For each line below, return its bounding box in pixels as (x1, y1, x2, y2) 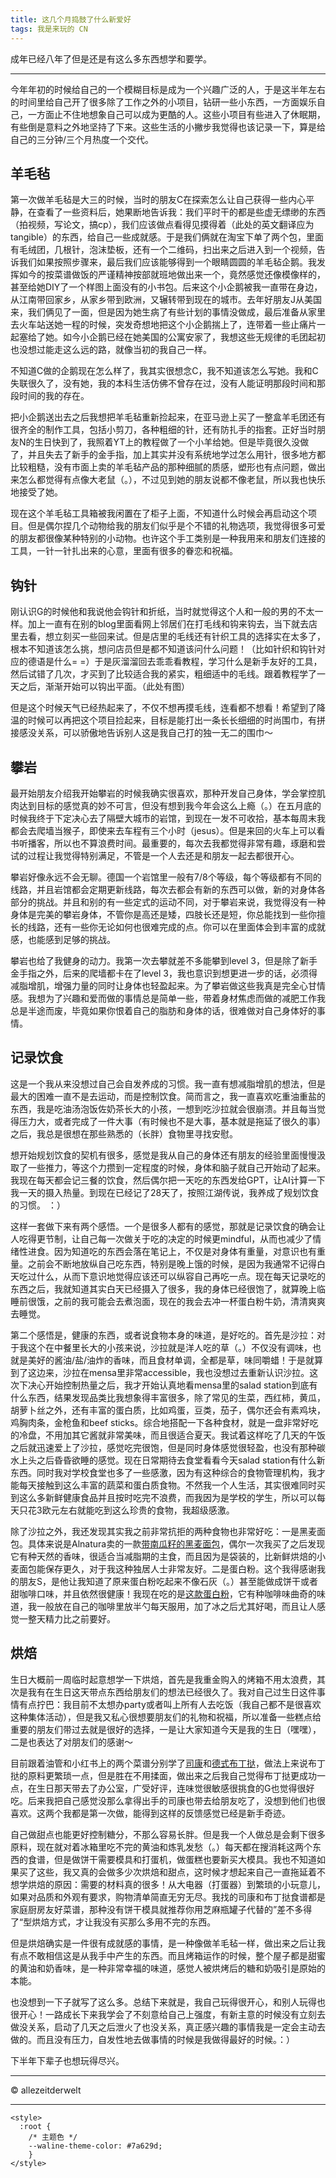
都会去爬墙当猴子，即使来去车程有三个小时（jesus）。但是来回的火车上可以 (10, 824, 317, 836)
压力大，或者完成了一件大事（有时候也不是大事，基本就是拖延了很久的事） (18, 1115, 326, 1127)
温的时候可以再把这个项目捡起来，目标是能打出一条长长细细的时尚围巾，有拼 (10, 714, 326, 726)
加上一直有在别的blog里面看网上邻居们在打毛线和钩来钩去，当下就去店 (27, 618, 318, 630)
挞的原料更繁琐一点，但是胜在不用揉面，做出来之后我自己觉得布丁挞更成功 (10, 1769, 317, 1781)
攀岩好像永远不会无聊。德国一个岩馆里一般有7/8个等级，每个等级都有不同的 (10, 871, 322, 883)
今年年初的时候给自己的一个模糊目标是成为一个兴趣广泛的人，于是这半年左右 (10, 83, 326, 95)
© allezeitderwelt (10, 2084, 82, 2096)
